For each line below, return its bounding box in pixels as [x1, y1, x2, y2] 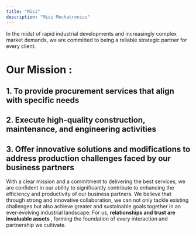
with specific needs [6, 95, 80, 105]
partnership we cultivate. [6, 222, 66, 229]
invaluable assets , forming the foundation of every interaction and [6, 215, 168, 222]
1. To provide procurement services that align [6, 86, 174, 97]
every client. [6, 42, 36, 50]
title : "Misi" [6, 8, 41, 15]
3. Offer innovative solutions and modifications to [6, 144, 191, 154]
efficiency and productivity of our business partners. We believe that [6, 191, 171, 198]
